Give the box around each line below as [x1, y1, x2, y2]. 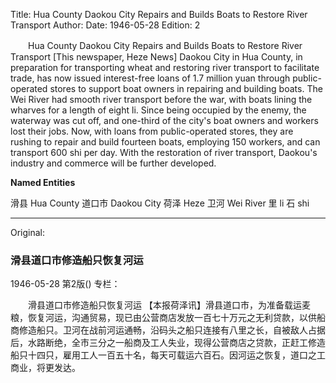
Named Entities [10, 177, 76, 188]
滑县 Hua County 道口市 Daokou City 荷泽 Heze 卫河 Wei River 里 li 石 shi [10, 197, 310, 209]
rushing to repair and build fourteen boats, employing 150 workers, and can [10, 136, 321, 148]
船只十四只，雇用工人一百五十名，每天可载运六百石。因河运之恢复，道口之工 [10, 349, 326, 361]
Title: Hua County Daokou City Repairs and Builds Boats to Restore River [10, 9, 308, 20]
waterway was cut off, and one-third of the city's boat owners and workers [10, 115, 319, 126]
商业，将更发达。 [10, 362, 81, 374]
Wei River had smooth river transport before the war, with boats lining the [10, 94, 313, 105]
